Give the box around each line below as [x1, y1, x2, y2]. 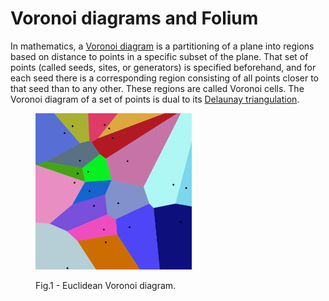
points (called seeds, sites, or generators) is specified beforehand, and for [10, 61, 317, 73]
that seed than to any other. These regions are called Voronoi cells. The [10, 82, 305, 94]
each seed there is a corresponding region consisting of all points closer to [10, 72, 319, 84]
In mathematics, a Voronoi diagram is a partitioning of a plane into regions [10, 40, 315, 52]
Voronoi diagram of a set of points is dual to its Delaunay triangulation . [10, 93, 300, 105]
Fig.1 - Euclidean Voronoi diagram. [35, 279, 177, 291]
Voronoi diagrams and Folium [10, 7, 259, 30]
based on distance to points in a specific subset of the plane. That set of [10, 50, 309, 62]
